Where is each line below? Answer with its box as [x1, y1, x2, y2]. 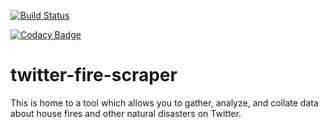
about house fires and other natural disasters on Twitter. [10, 107, 242, 119]
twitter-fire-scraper [10, 64, 178, 87]
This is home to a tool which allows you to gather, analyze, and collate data [10, 96, 319, 109]
